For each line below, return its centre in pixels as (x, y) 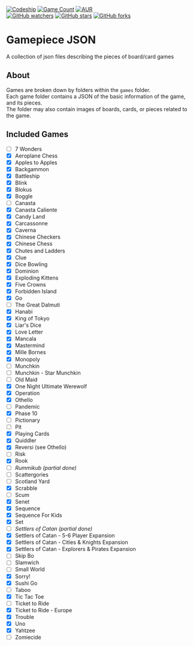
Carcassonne (31, 224)
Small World (30, 569)
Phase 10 (26, 413)
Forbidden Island (36, 291)
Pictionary (27, 420)
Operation (27, 393)
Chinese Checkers (38, 237)
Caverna (25, 230)
